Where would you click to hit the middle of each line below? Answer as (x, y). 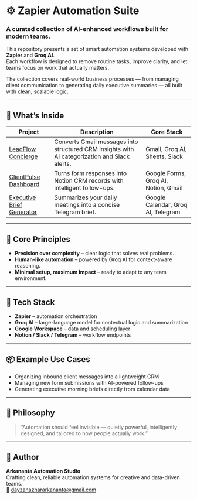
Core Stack (167, 132)
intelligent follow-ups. (85, 188)
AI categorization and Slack (92, 156)
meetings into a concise (87, 205)
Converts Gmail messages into (96, 142)
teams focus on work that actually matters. (58, 68)
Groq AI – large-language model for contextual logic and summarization (101, 322)
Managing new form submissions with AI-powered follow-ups (89, 382)
